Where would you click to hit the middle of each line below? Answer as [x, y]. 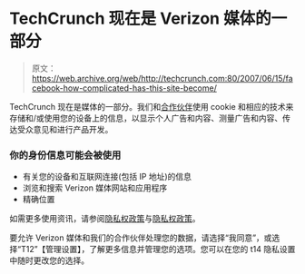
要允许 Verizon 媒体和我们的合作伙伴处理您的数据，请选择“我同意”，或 [141, 238]
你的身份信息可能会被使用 [65, 155]
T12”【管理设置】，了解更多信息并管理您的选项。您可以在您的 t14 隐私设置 [158, 250]
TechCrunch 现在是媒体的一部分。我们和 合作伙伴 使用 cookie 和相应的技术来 [152, 106]
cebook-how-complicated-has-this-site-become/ [124, 88]
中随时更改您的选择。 [49, 260]
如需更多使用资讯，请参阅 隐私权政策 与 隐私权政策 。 [105, 219]
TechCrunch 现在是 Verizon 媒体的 [140, 19]
